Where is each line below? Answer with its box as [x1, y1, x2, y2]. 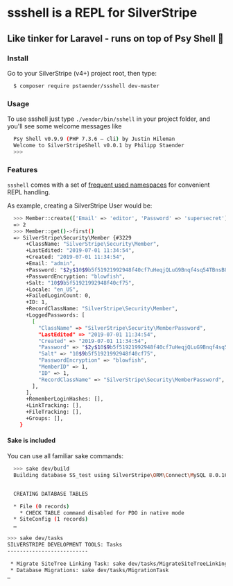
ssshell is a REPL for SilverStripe [7, 5, 198, 21]
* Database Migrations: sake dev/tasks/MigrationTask [10, 567, 169, 574]
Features [7, 165, 38, 174]
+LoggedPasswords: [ [25, 312, 85, 319]
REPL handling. [7, 187, 51, 196]
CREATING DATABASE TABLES [13, 490, 89, 497]
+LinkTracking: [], [25, 402, 82, 409]
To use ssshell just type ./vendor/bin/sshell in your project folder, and [7, 115, 210, 123]
